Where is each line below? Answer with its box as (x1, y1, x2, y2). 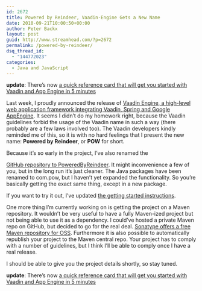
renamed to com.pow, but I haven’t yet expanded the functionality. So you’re (6, 174, 196, 181)
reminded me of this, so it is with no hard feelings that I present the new (6, 131, 185, 139)
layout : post (6, 31, 39, 37)
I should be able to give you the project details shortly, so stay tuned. (6, 260, 178, 268)
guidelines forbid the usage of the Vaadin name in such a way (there (6, 119, 176, 126)
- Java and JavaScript (11, 64, 69, 71)
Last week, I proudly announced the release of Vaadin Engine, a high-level (6, 99, 191, 107)
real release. (6, 248, 37, 256)
